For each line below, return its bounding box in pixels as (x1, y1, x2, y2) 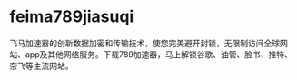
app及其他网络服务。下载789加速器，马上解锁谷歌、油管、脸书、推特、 (25, 48, 293, 60)
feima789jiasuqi (9, 6, 134, 27)
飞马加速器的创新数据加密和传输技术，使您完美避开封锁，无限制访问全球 (9, 37, 280, 48)
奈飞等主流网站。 (9, 60, 74, 71)
